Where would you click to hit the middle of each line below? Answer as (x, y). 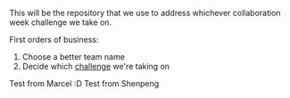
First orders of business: (54, 40)
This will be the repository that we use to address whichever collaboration (145, 13)
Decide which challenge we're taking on (96, 66)
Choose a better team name (73, 57)
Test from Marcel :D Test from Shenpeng (84, 83)
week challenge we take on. (61, 22)
